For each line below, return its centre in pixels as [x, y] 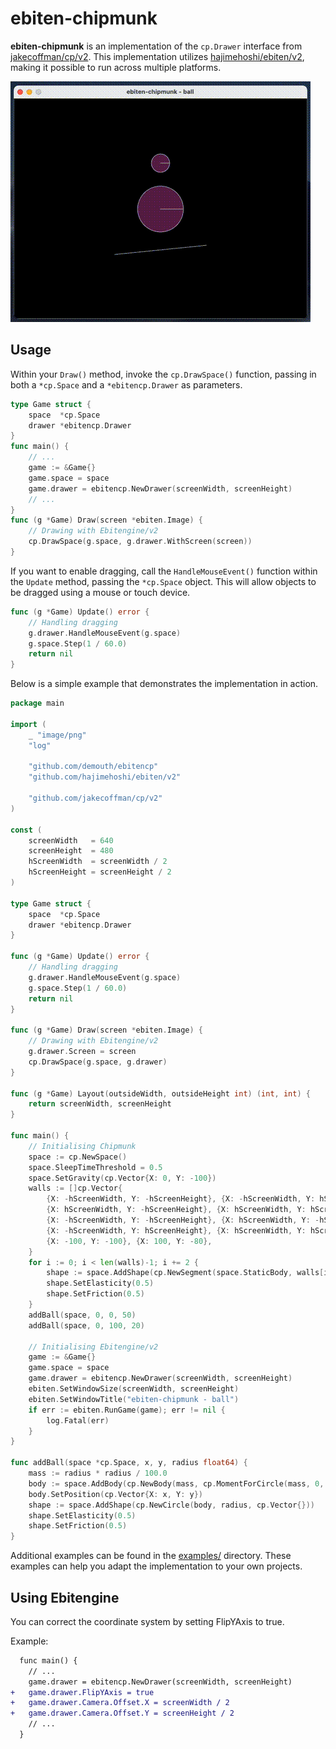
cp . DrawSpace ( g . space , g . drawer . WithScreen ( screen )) [140, 542]
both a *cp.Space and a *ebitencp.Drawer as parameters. [126, 384]
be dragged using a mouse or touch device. [100, 592]
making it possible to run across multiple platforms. [116, 67]
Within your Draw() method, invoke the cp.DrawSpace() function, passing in [163, 374]
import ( [28, 724]
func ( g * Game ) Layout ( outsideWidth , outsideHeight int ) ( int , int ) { [160, 1093]
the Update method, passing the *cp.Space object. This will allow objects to [163, 581]
